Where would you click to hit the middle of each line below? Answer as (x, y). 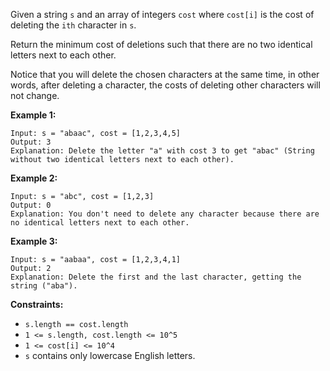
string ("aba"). (44, 286)
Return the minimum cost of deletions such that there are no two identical (161, 44)
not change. (35, 95)
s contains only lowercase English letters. (110, 355)
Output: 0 (31, 205)
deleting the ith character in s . (73, 25)
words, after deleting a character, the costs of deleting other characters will (165, 85)
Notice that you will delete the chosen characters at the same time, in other (165, 74)
